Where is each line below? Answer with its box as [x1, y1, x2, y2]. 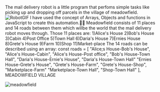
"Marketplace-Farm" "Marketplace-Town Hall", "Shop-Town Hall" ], [5, 67, 141, 73]
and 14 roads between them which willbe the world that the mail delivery [5, 25, 152, 31]
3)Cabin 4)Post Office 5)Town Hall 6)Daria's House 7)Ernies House [5, 35, 141, 41]
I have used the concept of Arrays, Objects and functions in [30, 15, 151, 20]
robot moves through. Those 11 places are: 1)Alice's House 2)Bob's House [5, 31, 155, 36]
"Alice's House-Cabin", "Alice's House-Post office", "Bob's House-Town [5, 51, 151, 57]
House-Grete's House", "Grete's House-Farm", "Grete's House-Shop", [5, 61, 147, 67]
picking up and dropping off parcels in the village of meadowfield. [5, 9, 138, 15]
